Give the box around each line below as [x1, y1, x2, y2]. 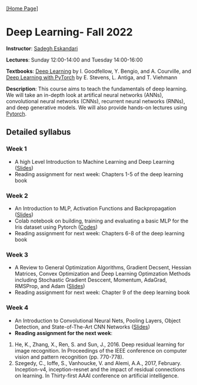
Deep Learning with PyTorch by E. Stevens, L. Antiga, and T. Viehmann [6, 73, 178, 81]
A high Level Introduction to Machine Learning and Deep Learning [14, 158, 175, 165]
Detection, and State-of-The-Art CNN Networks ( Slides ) [14, 323, 151, 330]
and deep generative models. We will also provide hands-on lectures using [6, 104, 187, 111]
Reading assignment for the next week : [14, 329, 113, 336]
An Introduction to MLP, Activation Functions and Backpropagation [14, 205, 176, 212]
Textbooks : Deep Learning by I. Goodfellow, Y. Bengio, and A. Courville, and [6, 67, 192, 75]
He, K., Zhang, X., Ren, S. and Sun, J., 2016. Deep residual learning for [14, 340, 185, 348]
